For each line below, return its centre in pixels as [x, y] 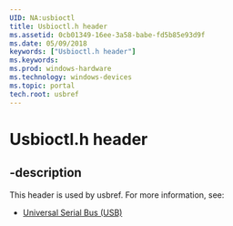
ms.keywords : [34, 60]
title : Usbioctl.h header [58, 26]
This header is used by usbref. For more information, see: [117, 195]
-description [46, 173]
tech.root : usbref [44, 94]
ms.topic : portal [42, 86]
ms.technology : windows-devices [71, 77]
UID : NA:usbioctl [42, 18]
